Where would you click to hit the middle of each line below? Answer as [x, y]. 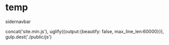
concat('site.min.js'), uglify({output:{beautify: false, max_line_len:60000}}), [85, 31]
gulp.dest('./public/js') [29, 37]
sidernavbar [18, 21]
